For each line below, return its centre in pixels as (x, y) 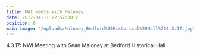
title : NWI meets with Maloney (45, 12)
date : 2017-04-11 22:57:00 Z (42, 17)
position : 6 (21, 23)
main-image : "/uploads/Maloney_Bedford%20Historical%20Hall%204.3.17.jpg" (101, 28)
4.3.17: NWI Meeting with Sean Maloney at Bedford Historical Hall (86, 45)
